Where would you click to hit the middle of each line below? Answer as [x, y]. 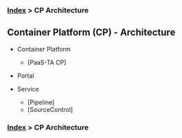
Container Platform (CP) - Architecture [91, 33]
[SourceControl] [50, 109]
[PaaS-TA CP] [47, 62]
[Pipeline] [41, 102]
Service [28, 89]
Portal [25, 76]
